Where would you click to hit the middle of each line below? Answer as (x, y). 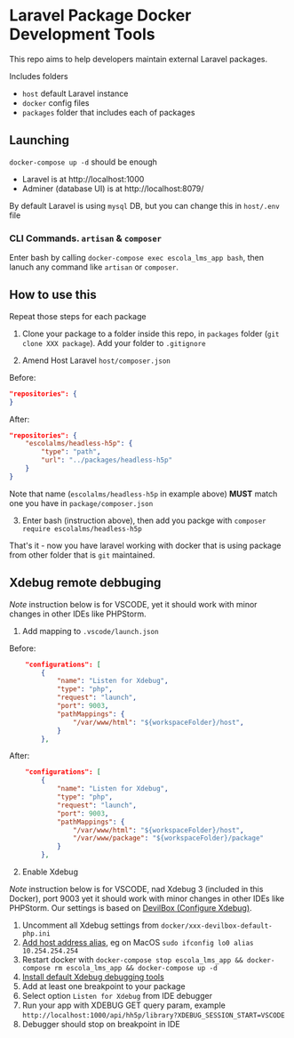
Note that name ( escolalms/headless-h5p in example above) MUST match (143, 494)
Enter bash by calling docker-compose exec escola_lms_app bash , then (137, 258)
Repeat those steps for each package (78, 316)
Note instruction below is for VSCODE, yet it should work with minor (133, 604)
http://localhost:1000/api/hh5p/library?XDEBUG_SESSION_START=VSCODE (154, 1016)
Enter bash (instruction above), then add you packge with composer (144, 520)
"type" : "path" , (71, 452)
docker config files (56, 102)
